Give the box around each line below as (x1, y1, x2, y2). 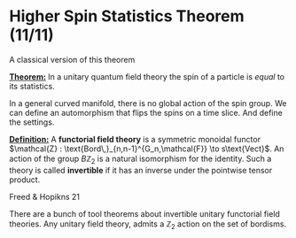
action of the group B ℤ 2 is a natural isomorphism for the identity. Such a (9, 153, 272, 165)
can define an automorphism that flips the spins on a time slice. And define (9, 107, 284, 118)
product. (9, 174, 41, 185)
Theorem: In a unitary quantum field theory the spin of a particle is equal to (9, 71, 285, 81)
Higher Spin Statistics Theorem (9, 6, 245, 27)
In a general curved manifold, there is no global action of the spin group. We (9, 97, 287, 108)
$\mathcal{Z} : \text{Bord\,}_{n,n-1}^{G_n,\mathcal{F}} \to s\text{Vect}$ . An (9, 143, 284, 154)
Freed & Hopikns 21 (9, 191, 80, 202)
